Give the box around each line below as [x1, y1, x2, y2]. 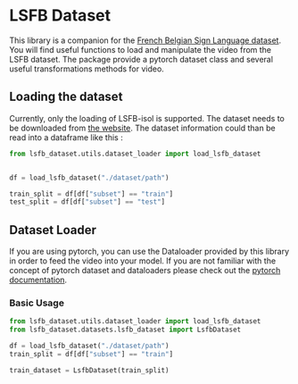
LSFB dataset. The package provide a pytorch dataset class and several [9, 54, 274, 64]
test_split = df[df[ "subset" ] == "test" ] [9, 197, 166, 206]
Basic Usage [9, 296, 65, 309]
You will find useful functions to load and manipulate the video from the [9, 44, 272, 54]
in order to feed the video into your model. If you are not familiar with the [9, 255, 277, 266]
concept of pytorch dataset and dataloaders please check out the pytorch [9, 265, 281, 276]
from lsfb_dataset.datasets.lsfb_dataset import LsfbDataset [9, 325, 242, 335]
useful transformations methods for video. [9, 63, 165, 74]
